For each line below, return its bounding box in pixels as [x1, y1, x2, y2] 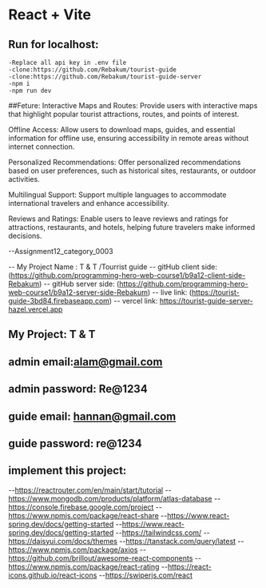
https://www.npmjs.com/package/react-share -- [8, 510, 168, 520]
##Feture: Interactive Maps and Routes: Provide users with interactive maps [8, 101, 258, 110]
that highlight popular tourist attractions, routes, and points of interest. [8, 110, 240, 119]
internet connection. [8, 142, 75, 151]
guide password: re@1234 [8, 437, 142, 450]
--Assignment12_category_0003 [8, 247, 113, 256]
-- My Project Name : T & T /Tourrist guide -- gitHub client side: [8, 262, 218, 272]
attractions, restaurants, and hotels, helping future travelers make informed [8, 223, 256, 232]
